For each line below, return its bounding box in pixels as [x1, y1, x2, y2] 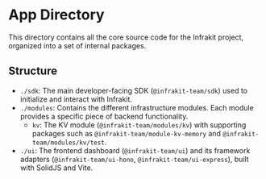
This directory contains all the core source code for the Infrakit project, [8, 32, 244, 42]
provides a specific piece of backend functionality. [19, 111, 189, 121]
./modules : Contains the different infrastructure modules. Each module [19, 102, 254, 112]
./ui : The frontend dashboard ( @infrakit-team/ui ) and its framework [19, 145, 251, 155]
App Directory [8, 6, 105, 24]
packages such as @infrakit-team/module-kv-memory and [31, 128, 222, 138]
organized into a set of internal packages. [8, 40, 147, 50]
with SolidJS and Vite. [19, 163, 94, 173]
